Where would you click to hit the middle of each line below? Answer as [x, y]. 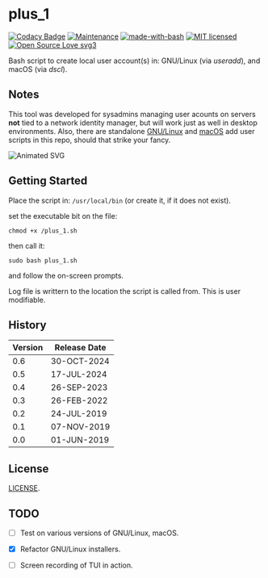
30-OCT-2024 [81, 362]
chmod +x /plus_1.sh [43, 231]
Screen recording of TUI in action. [76, 565]
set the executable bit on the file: [63, 216]
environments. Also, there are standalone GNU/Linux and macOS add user [132, 131]
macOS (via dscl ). [38, 69]
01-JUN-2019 [80, 440]
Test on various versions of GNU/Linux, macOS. [99, 533]
